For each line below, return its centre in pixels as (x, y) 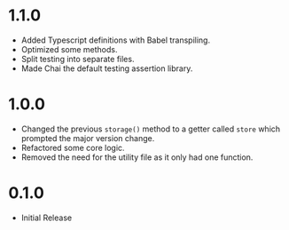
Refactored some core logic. (73, 147)
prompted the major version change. (88, 138)
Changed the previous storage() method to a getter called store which (151, 129)
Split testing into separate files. (78, 59)
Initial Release (47, 218)
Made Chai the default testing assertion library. (107, 68)
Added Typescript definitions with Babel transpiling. (115, 40)
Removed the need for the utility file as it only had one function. (137, 157)
